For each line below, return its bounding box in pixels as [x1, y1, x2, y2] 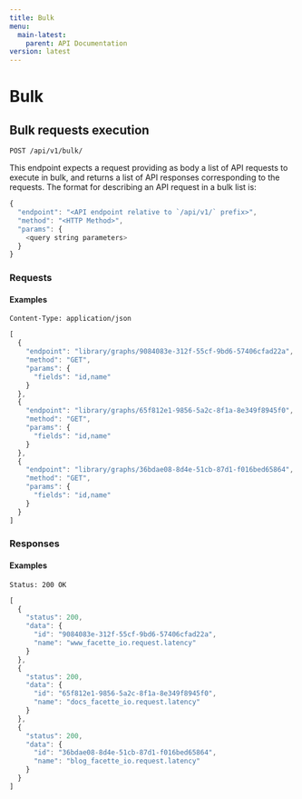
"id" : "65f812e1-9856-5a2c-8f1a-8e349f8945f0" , [33, 689, 218, 698]
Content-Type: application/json [9, 315, 132, 324]
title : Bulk [9, 13, 54, 23]
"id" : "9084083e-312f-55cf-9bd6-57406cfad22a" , [33, 630, 218, 639]
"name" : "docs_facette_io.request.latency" [33, 697, 201, 707]
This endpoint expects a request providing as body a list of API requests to [9, 163, 288, 174]
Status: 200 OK [9, 580, 67, 589]
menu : [9, 22, 30, 31]
